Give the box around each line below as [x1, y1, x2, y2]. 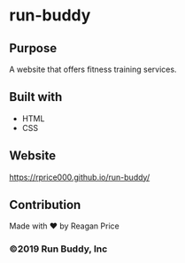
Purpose [9, 41, 58, 56]
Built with [9, 89, 63, 104]
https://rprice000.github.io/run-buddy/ [9, 172, 150, 182]
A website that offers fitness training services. [9, 64, 177, 74]
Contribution [9, 197, 81, 213]
